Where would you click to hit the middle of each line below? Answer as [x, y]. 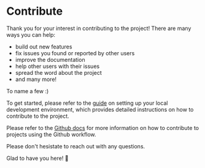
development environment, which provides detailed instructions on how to [100, 109]
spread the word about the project [59, 72]
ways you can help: [31, 34]
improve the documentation [50, 59]
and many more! [36, 79]
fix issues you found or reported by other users [75, 53]
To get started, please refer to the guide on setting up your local [87, 103]
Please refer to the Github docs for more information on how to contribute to [103, 128]
